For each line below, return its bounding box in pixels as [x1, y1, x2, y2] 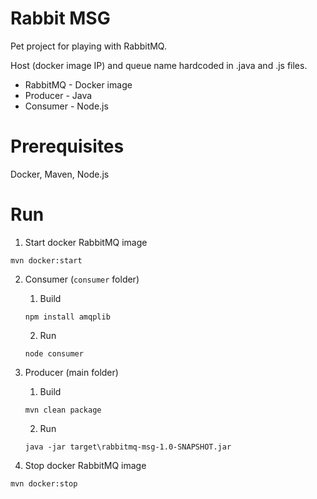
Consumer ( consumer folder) [24, 273, 140, 285]
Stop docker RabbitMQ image [24, 459, 147, 471]
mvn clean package [24, 405, 102, 415]
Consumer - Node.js [24, 100, 109, 112]
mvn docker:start [10, 255, 83, 266]
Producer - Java [24, 89, 93, 101]
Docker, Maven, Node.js [10, 168, 110, 180]
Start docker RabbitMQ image [24, 236, 148, 248]
